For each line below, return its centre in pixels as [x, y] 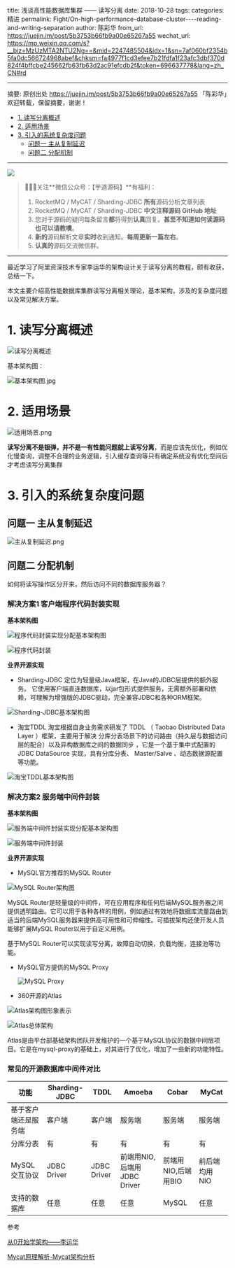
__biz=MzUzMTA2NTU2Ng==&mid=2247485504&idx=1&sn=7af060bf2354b [117, 50]
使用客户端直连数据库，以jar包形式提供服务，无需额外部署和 [124, 689]
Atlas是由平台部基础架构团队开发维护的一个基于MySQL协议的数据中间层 [111, 1041]
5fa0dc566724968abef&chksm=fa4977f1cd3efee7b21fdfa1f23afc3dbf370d [116, 58]
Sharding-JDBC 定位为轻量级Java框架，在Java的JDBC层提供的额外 [115, 679]
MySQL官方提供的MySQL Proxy [63, 967]
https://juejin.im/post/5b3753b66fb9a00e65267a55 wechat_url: [99, 36]
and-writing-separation [41, 28]
